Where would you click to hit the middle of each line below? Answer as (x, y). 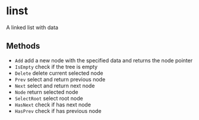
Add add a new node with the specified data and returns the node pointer (104, 60)
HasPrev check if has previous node (58, 110)
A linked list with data (32, 27)
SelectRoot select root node (49, 98)
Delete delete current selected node (59, 73)
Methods (23, 46)
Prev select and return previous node (60, 79)
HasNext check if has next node (53, 105)
